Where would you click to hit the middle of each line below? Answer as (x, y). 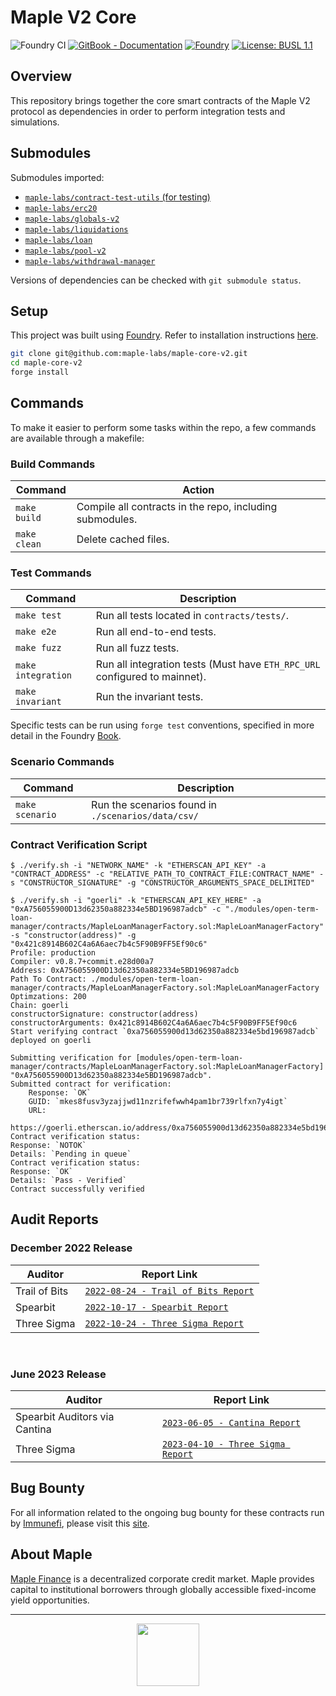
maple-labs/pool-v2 (65, 251)
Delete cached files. (123, 539)
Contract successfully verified (77, 1189)
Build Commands (53, 464)
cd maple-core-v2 (46, 363)
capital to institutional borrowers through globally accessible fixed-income (163, 1589)
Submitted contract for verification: (91, 1084)
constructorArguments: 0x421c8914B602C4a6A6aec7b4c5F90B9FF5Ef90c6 (154, 1023)
